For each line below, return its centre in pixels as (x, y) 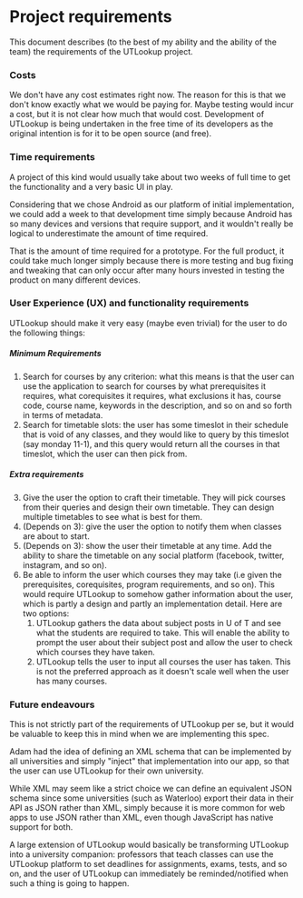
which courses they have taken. (96, 652)
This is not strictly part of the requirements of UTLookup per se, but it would (152, 724)
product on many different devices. (75, 280)
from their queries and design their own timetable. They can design (148, 507)
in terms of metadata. (63, 414)
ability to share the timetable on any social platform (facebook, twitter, (153, 555)
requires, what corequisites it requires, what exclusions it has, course (152, 395)
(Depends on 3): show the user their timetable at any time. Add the (147, 545)
